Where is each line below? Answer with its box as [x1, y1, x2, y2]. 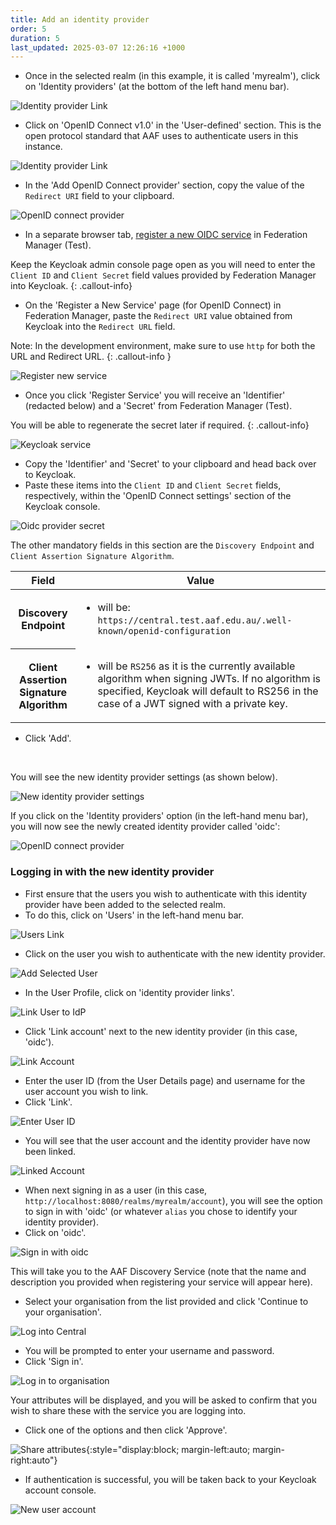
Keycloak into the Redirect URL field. [24, 321, 176, 333]
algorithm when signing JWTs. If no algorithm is [97, 672, 322, 686]
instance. [24, 141, 63, 153]
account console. [24, 1484, 97, 1496]
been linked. [24, 1145, 77, 1157]
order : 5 [10, 24, 47, 34]
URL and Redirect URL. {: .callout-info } [10, 351, 172, 363]
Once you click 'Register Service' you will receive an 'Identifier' [24, 389, 286, 401]
